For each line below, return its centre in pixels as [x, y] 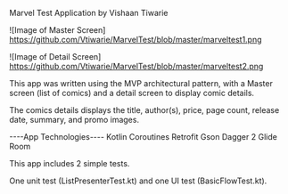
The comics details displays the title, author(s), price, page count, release [144, 110]
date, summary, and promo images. [74, 120]
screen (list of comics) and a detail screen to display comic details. [132, 93]
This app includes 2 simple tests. [70, 163]
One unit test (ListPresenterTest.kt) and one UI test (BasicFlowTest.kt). [138, 181]
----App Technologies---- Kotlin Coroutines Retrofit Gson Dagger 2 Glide [144, 137]
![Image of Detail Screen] [55, 57]
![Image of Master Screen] [58, 30]
